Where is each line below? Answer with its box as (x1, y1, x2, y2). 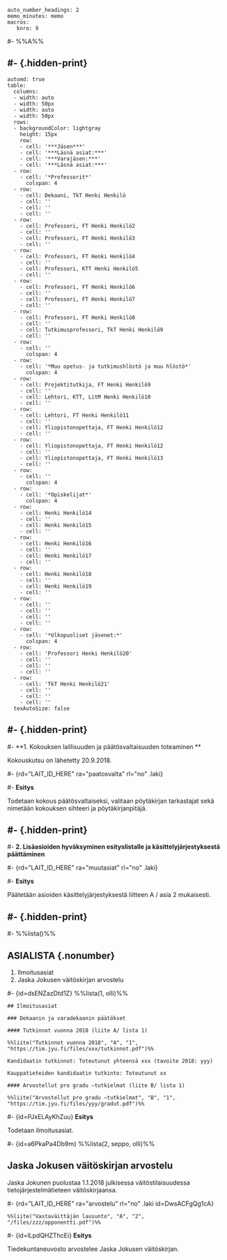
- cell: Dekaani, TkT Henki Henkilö (19, 192, 127, 199)
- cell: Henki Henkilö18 (19, 570, 92, 577)
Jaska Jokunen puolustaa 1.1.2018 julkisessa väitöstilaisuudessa (7, 1178, 190, 1187)
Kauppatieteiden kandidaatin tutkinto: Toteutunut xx (7, 1070, 167, 1077)
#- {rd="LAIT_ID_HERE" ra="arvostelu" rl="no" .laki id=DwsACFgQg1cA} (7, 1199, 214, 1208)
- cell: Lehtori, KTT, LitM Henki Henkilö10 (19, 393, 151, 401)
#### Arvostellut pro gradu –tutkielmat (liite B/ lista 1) (7, 1082, 186, 1089)
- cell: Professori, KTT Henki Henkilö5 (19, 265, 139, 272)
